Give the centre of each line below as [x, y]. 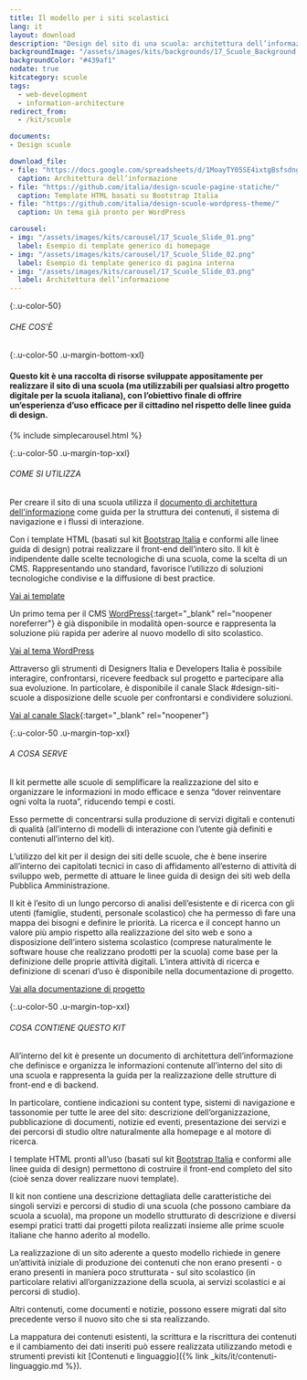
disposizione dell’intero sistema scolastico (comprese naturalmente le [141, 941]
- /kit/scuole [44, 120]
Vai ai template [37, 596]
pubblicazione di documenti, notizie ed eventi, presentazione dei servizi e [148, 1122]
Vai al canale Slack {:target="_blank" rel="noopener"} [109, 715]
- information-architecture [71, 103]
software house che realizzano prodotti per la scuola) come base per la [144, 951]
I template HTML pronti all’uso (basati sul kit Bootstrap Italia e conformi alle [151, 1159]
